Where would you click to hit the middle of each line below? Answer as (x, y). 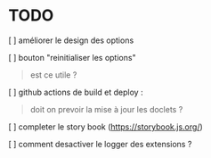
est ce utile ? (53, 75)
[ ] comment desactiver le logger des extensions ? (100, 144)
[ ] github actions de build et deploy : (76, 92)
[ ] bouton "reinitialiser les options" (72, 57)
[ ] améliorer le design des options (71, 40)
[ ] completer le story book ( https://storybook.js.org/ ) (106, 127)
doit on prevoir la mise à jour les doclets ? (106, 109)
